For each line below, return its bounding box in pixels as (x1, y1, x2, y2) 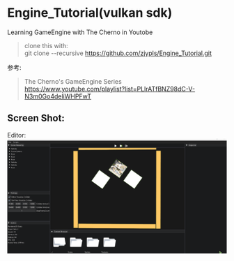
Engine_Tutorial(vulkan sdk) (7, 5, 173, 21)
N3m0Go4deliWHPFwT (24, 92, 92, 100)
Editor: (7, 130, 26, 139)
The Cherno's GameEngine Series (24, 77, 122, 85)
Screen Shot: (7, 112, 65, 124)
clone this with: (24, 41, 68, 50)
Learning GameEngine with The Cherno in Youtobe (7, 28, 153, 36)
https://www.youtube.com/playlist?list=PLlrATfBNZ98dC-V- (24, 84, 196, 93)
